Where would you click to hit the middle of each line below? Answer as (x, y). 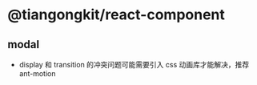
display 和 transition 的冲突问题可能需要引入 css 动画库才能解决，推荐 (134, 65)
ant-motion (37, 73)
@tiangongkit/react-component (116, 15)
